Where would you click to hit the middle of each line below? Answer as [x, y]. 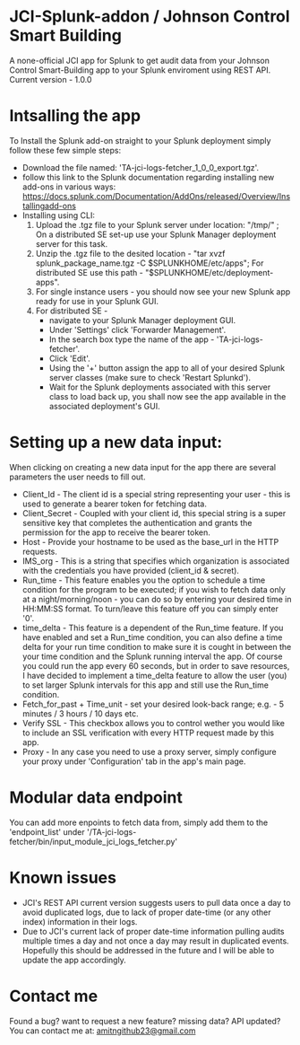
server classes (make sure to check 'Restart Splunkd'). [150, 377]
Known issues [63, 878]
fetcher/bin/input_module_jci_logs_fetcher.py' [94, 841]
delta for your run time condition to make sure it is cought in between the [157, 646]
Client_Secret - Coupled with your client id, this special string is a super [154, 513]
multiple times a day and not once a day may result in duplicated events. [155, 941]
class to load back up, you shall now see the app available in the [167, 396]
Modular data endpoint [96, 797]
